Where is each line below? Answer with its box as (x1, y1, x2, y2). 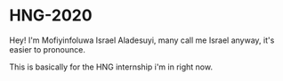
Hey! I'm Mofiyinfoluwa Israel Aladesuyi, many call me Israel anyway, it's (9, 35, 275, 45)
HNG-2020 (9, 5, 93, 26)
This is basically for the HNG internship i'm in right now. (9, 61, 214, 72)
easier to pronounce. (9, 44, 86, 54)
